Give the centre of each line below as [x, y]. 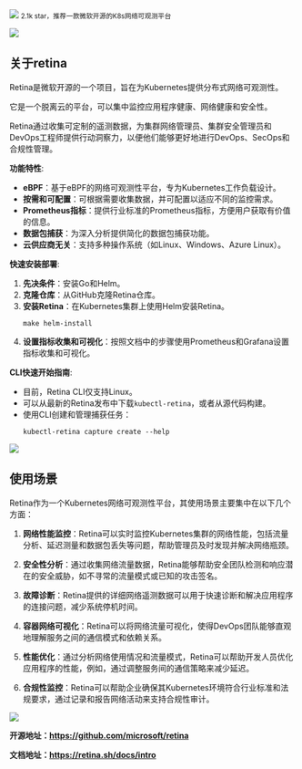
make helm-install [57, 323]
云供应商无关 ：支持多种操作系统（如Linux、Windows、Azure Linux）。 [154, 244]
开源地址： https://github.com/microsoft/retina [99, 735]
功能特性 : [27, 168]
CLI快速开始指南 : [41, 372]
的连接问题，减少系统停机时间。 [82, 607]
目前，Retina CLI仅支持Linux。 [80, 391]
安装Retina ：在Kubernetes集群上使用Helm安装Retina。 [126, 306]
